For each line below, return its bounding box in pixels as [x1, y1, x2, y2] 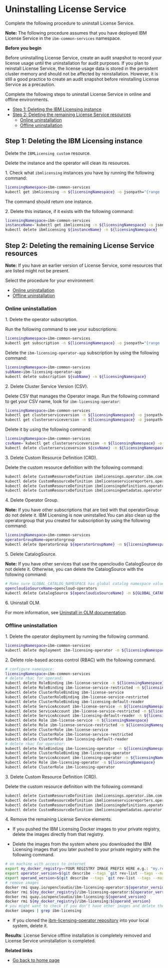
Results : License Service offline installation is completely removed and [5, 932, 151, 938]
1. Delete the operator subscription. [5, 317, 77, 323]
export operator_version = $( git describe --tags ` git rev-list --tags [5, 871, 153, 876]
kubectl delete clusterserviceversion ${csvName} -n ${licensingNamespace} [5, 445, 166, 450]
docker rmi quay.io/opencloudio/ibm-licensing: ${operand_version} [5, 894, 146, 899]
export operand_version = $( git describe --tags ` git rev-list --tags [5, 876, 151, 881]
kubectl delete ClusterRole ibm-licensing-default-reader [5, 736, 128, 742]
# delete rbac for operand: [5, 676, 64, 681]
